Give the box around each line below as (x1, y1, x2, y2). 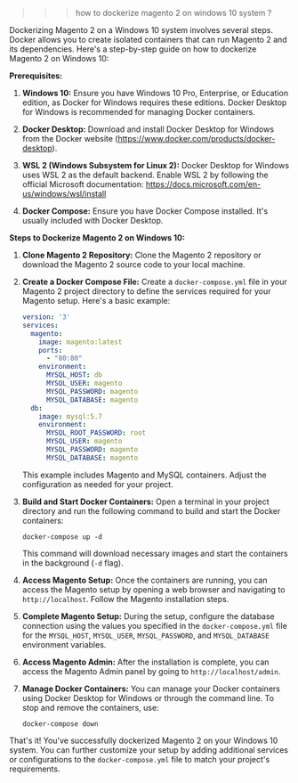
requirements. (9, 763, 60, 774)
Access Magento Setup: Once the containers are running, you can (21, 575, 268, 585)
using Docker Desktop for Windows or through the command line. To (21, 692, 274, 703)
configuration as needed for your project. (21, 478, 173, 489)
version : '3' (21, 313, 71, 322)
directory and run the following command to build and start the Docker (21, 505, 281, 516)
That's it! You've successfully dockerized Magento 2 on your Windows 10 (9, 735, 278, 746)
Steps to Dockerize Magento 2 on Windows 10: (9, 232, 185, 243)
